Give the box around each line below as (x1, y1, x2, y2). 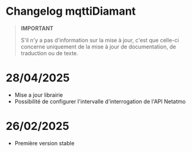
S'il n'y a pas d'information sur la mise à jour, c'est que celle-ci (20, 36, 179, 44)
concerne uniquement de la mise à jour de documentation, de (20, 43, 177, 50)
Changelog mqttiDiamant (6, 4, 136, 18)
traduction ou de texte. (20, 49, 79, 56)
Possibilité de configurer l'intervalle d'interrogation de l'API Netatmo (14, 97, 186, 105)
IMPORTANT (20, 25, 54, 32)
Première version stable (14, 139, 75, 146)
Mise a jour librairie (14, 91, 64, 99)
